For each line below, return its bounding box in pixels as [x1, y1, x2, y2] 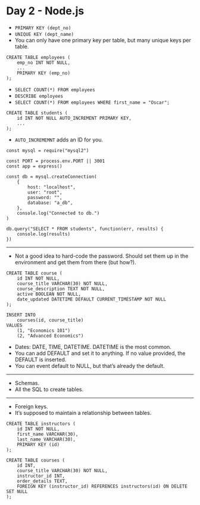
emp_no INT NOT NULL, [17, 60, 70, 66]
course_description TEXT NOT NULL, [17, 286, 105, 292]
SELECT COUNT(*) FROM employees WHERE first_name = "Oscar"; [14, 100, 170, 106]
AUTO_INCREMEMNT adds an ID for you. [14, 136, 104, 143]
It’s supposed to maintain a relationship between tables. [14, 409, 152, 416]
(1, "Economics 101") [17, 327, 70, 333]
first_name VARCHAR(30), [17, 431, 79, 437]
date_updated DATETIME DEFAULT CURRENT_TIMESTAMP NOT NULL [17, 296, 167, 302]
